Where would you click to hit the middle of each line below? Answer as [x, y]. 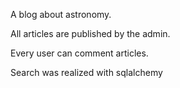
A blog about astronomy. [61, 14]
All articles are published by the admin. [90, 33]
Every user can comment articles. [79, 53]
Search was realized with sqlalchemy [86, 72]
